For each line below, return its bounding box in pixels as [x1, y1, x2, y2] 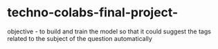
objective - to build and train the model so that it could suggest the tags [7, 27, 211, 35]
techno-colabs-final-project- [7, 5, 179, 20]
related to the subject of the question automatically [7, 34, 152, 42]
